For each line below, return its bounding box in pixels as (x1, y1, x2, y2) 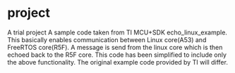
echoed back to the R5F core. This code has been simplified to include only (7, 51, 227, 59)
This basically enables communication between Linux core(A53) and (7, 35, 207, 44)
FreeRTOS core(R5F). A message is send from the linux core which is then (7, 43, 223, 51)
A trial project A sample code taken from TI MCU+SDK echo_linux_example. (7, 28, 228, 36)
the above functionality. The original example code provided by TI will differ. (7, 58, 228, 66)
